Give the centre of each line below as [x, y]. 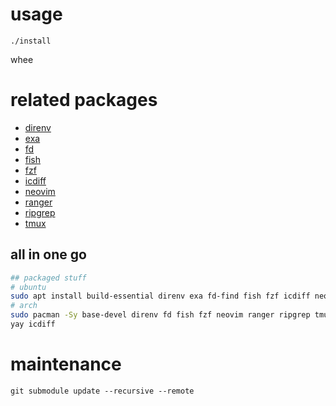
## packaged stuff [48, 278]
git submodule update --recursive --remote [102, 391]
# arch [24, 306]
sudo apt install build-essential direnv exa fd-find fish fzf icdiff [160, 296]
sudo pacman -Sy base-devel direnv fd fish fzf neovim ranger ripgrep [160, 315]
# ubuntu [28, 287]
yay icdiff [33, 324]
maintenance [66, 364]
